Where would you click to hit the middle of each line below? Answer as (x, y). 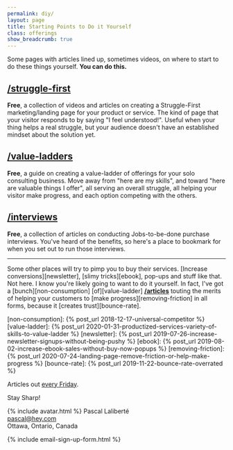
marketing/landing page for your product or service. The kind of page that (113, 112)
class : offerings (32, 33)
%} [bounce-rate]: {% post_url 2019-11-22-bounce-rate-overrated (129, 363)
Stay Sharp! (24, 397)
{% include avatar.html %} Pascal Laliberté (68, 411)
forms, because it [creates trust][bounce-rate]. (74, 306)
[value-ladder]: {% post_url (46, 326)
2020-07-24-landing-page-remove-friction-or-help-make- (126, 356)
